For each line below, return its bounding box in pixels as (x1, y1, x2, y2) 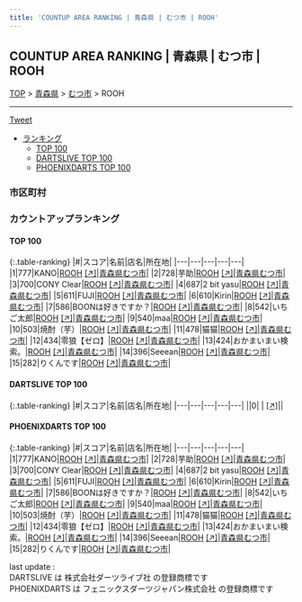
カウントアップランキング (9, 213, 120, 226)
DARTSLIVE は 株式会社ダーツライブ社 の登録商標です (9, 571, 209, 582)
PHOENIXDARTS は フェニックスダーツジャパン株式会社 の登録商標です (9, 583, 274, 594)
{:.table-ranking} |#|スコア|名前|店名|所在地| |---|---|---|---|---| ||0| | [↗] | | (9, 400, 284, 411)
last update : (9, 561, 56, 571)
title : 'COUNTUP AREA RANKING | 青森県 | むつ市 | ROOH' (9, 13, 219, 22)
